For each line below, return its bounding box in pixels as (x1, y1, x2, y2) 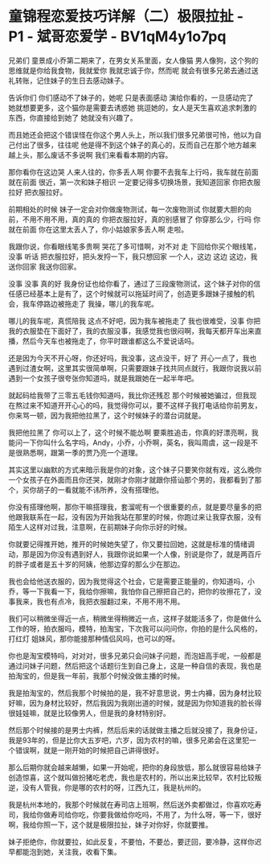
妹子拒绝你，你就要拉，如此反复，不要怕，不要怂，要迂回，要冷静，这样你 (8, 837, 255, 846)
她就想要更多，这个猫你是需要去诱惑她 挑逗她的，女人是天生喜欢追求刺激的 (8, 102, 257, 113)
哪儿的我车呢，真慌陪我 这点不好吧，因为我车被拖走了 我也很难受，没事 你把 (8, 315, 261, 326)
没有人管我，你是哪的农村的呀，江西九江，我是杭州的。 (22, 782, 206, 792)
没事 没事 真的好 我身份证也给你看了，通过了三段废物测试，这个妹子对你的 (8, 278, 254, 288)
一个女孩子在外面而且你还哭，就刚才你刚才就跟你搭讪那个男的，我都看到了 (8, 475, 255, 484)
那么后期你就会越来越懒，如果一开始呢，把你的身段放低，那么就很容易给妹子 (8, 762, 262, 772)
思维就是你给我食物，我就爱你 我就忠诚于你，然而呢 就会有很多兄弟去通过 (8, 65, 252, 75)
